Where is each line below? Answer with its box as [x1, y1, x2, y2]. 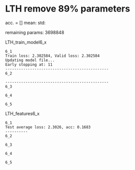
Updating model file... [5, 57, 55, 63]
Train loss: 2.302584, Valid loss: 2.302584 [5, 53, 100, 58]
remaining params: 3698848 [5, 29, 64, 35]
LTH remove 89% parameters [5, 3, 130, 15]
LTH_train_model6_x [5, 39, 47, 45]
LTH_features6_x [5, 110, 40, 116]
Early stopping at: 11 [5, 62, 53, 67]
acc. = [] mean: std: [5, 20, 46, 26]
